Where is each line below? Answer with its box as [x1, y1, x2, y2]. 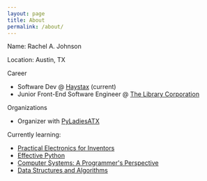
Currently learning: [7, 130, 61, 139]
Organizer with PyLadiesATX [17, 117, 100, 125]
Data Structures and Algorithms [17, 166, 108, 175]
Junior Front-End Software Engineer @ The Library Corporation [17, 90, 200, 98]
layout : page [7, 10, 45, 17]
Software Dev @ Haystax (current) [17, 83, 116, 91]
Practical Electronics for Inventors [17, 144, 115, 152]
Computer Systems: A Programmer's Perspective [17, 159, 159, 167]
